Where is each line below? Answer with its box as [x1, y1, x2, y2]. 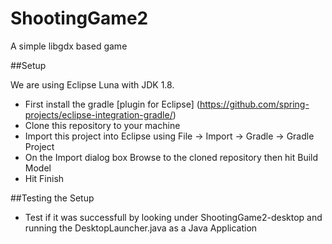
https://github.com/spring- [199, 98, 310, 110]
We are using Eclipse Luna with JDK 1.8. [10, 78, 175, 91]
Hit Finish [24, 172, 65, 184]
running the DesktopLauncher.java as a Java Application [24, 222, 258, 234]
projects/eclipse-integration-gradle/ [24, 108, 173, 121]
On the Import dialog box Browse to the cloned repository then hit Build [24, 151, 319, 163]
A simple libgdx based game [10, 40, 128, 52]
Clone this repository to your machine [24, 119, 181, 131]
